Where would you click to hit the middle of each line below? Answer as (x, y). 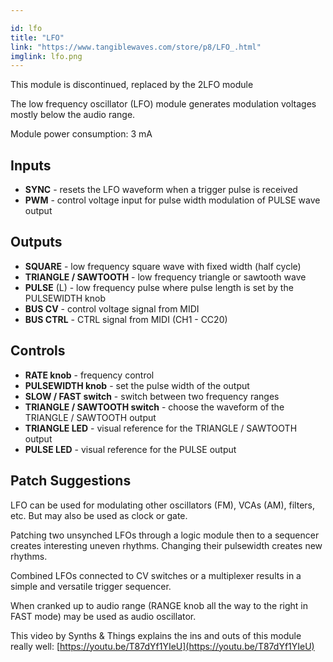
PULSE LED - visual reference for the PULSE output (130, 449)
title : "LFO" (37, 37)
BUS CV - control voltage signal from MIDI (112, 308)
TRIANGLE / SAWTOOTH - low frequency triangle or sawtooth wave (165, 277)
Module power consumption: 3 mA (81, 134)
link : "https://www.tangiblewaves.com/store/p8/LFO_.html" (136, 47)
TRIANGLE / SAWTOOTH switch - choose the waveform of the (154, 407)
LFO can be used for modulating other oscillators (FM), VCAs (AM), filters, (162, 505)
